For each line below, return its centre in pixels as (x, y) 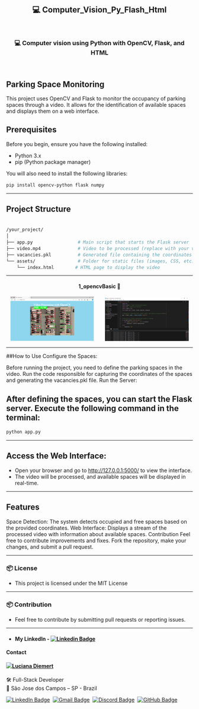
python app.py (24, 432)
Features (23, 507)
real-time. (27, 483)
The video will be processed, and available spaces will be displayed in (100, 476)
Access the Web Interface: (56, 456)
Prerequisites (31, 130)
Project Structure (38, 209)
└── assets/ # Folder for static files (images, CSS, (94, 261)
